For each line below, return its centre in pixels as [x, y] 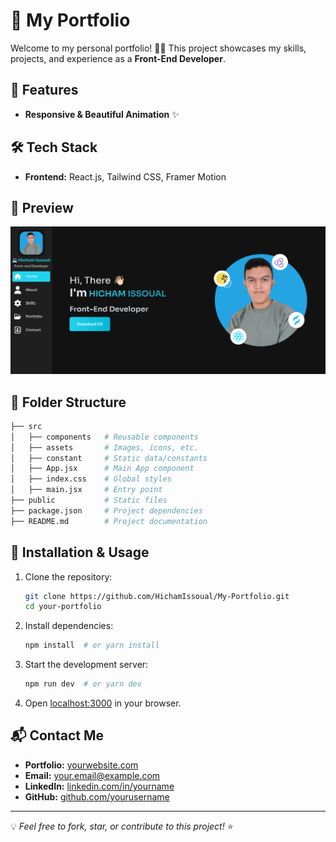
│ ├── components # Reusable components [104, 437]
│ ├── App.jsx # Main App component [102, 469]
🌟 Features [44, 90]
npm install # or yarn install [92, 645]
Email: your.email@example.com [92, 775]
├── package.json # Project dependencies [106, 510]
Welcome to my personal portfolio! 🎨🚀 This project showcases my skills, [158, 48]
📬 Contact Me [57, 735]
